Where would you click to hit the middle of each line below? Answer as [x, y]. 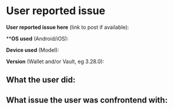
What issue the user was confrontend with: [87, 100]
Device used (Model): [33, 50]
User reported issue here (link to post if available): [68, 27]
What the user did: [41, 80]
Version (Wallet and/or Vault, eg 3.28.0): [55, 61]
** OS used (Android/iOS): [37, 38]
